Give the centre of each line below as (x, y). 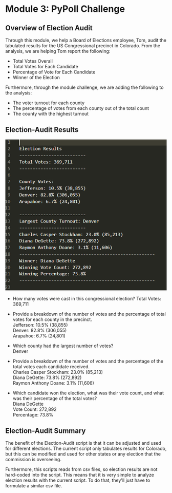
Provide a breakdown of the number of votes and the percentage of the (88, 361)
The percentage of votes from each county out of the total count (81, 108)
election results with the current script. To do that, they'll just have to (78, 480)
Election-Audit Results (42, 130)
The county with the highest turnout (50, 114)
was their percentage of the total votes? (55, 398)
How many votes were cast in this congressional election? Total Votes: (87, 298)
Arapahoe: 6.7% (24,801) (39, 336)
